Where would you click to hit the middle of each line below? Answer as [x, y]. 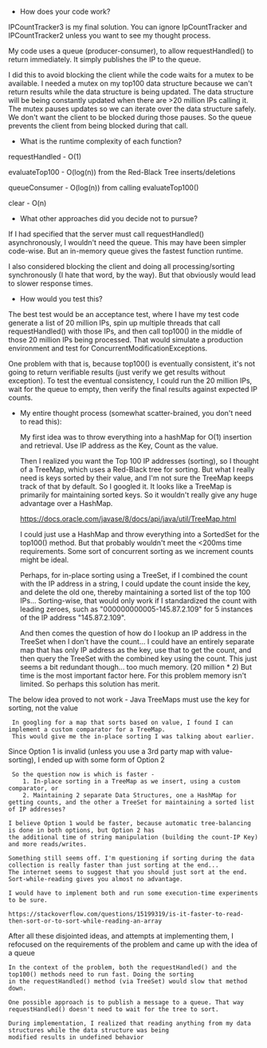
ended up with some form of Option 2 [103, 760]
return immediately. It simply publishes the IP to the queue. [105, 59]
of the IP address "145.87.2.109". [73, 617]
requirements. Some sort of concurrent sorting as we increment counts [136, 551]
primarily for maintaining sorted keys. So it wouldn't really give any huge [138, 495]
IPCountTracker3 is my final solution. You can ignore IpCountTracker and [128, 27]
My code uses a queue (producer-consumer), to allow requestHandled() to [131, 51]
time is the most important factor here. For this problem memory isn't [133, 675]
